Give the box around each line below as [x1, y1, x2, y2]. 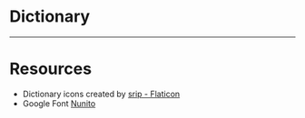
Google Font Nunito [22, 97, 96, 109]
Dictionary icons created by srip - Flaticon [22, 88, 181, 99]
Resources [9, 59, 93, 79]
